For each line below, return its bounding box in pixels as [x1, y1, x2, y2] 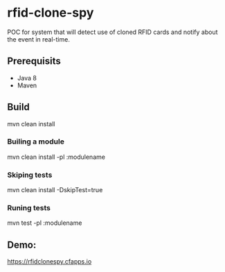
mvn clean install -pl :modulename [7, 153, 106, 161]
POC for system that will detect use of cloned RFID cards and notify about [7, 28, 218, 36]
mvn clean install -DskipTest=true [7, 186, 103, 194]
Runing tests [7, 203, 51, 213]
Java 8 [17, 74, 37, 82]
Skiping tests [7, 170, 53, 180]
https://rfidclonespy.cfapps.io [7, 257, 92, 266]
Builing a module [7, 137, 64, 146]
